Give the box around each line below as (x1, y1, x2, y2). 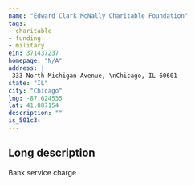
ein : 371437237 (8, 49, 59, 57)
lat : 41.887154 (8, 101, 59, 109)
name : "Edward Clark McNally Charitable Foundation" (8, 11, 189, 20)
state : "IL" (8, 79, 48, 87)
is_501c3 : (8, 117, 42, 125)
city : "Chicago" (8, 86, 63, 95)
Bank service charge (8, 167, 77, 177)
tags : (8, 19, 26, 27)
